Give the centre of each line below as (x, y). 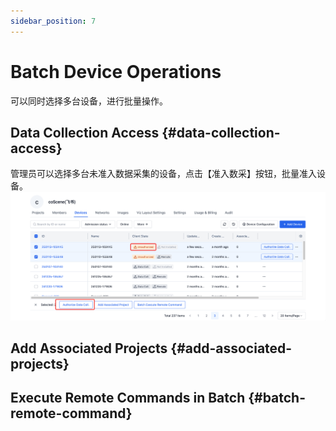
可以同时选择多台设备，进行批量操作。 (89, 101)
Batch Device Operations (116, 71)
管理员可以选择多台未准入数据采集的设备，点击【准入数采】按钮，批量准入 (163, 174)
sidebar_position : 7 (53, 21)
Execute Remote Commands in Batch (128, 398)
